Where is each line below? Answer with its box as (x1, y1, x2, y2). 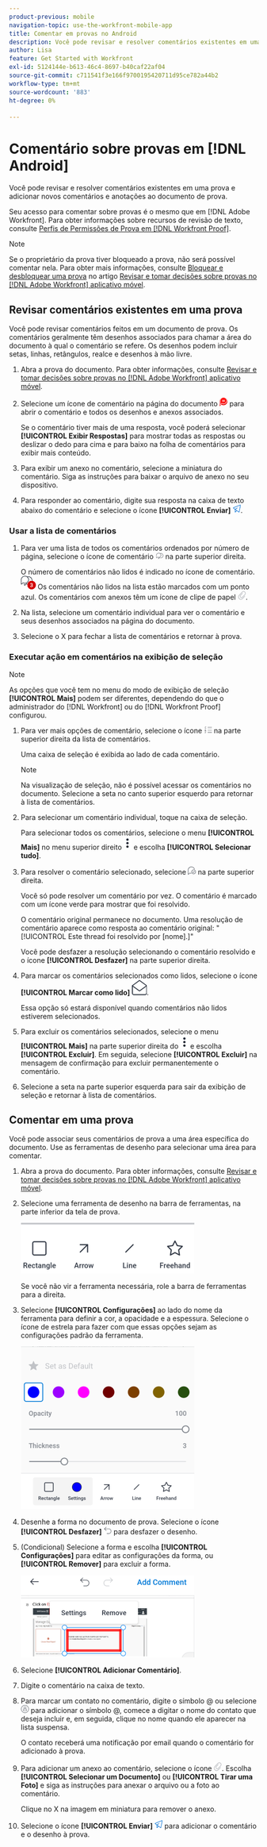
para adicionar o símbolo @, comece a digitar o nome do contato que (30, 1706, 257, 1715)
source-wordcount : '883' (9, 88, 91, 96)
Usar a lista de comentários (9, 525, 117, 536)
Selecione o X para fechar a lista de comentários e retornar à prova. (20, 632, 242, 641)
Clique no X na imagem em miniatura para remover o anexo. (20, 1804, 217, 1814)
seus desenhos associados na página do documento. (20, 616, 195, 626)
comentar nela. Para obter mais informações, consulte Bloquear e (9, 263, 224, 273)
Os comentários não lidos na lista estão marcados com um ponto (37, 582, 250, 591)
